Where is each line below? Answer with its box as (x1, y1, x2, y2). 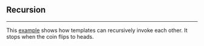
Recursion (6, 5, 46, 15)
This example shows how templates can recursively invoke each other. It (6, 27, 188, 34)
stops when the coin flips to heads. (6, 33, 94, 40)
